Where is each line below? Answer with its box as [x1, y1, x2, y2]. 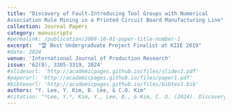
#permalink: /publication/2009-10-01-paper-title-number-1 [7, 36, 181, 43]
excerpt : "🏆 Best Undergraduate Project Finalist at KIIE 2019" [7, 42, 202, 49]
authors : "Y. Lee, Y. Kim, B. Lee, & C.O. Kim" [7, 87, 147, 94]
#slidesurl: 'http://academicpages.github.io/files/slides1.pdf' [7, 68, 199, 74]
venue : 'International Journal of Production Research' [7, 55, 171, 62]
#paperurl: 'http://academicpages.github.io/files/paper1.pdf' [7, 74, 193, 81]
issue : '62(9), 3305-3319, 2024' [7, 61, 104, 68]
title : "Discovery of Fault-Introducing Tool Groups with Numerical [7, 10, 209, 17]
